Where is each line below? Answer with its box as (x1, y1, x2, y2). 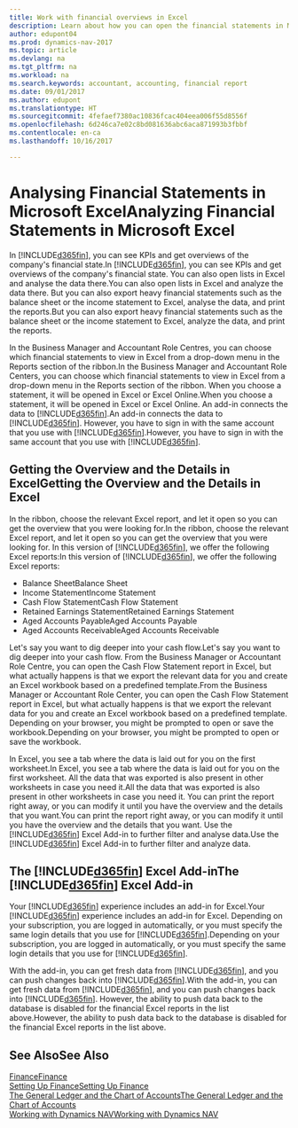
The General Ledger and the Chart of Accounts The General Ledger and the (9, 1090, 284, 1101)
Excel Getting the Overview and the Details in (9, 476, 262, 491)
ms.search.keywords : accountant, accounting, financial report (9, 79, 248, 88)
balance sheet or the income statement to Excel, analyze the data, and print (9, 316, 286, 326)
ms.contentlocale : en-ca (9, 129, 101, 137)
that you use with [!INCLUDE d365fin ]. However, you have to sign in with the (9, 427, 284, 437)
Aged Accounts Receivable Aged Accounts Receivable (21, 624, 220, 635)
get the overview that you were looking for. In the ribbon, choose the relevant (9, 522, 289, 533)
